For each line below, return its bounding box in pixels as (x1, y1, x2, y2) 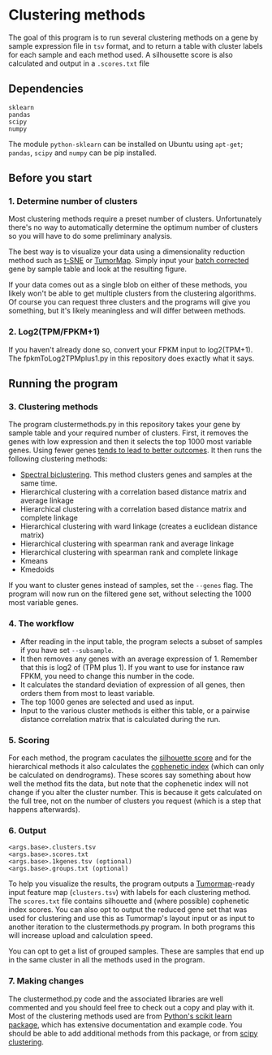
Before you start (8, 171, 93, 185)
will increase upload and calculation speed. (8, 931, 153, 940)
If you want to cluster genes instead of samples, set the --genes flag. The (8, 581, 253, 590)
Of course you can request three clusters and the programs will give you (8, 297, 251, 307)
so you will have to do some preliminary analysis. (8, 231, 173, 241)
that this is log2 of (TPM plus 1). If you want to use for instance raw (19, 662, 245, 672)
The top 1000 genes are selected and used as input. (19, 697, 195, 707)
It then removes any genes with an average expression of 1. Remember (19, 654, 258, 664)
